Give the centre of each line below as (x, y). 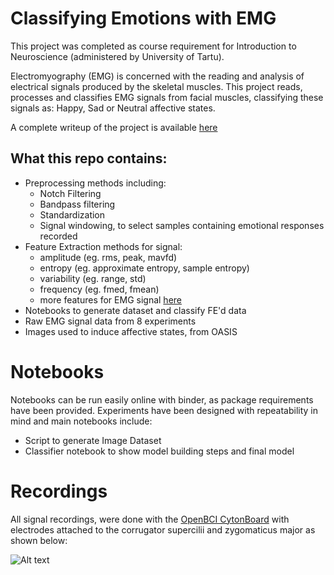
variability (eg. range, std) (93, 278)
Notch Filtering (70, 193)
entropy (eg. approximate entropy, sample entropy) (144, 268)
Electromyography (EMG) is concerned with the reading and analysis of (157, 76)
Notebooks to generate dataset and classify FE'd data (135, 310)
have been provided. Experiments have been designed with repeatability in (164, 410)
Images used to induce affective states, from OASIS (131, 331)
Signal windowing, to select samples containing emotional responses (182, 225)
